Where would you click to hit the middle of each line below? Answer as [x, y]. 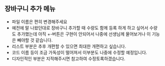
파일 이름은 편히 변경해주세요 [39, 22]
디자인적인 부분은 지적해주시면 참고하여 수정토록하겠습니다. [68, 59]
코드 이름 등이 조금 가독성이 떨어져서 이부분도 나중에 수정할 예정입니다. [79, 52]
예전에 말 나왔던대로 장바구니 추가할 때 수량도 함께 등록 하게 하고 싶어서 [80, 28]
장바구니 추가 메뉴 [30, 9]
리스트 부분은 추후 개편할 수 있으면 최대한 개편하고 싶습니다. [69, 46]
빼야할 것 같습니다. [35, 40]
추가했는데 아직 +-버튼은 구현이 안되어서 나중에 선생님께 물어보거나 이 [84, 34]
